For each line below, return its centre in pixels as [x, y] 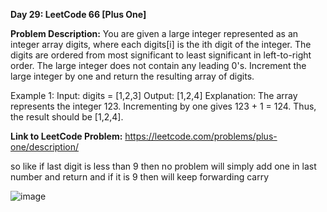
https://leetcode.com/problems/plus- [201, 136]
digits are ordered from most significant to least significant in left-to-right [161, 55]
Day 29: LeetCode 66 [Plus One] [78, 14]
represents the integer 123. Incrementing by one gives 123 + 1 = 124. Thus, [163, 106]
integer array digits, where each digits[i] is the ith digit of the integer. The [161, 44]
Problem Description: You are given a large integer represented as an [154, 33]
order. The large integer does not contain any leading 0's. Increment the [158, 65]
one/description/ [45, 147]
